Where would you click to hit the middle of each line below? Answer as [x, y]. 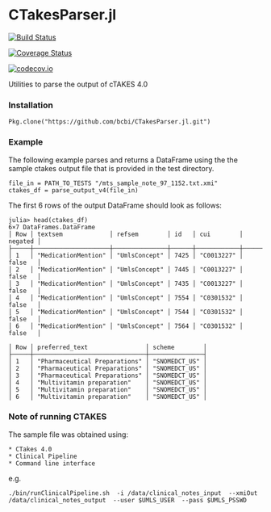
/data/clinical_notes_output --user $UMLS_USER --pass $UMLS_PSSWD [128, 500]
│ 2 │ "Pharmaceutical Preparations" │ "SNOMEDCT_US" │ [108, 368]
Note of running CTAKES [58, 417]
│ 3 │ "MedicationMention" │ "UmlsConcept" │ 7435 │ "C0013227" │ [126, 283]
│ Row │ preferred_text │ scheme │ [108, 347]
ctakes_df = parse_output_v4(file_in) [73, 190]
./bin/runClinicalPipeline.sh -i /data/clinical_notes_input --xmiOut [133, 493]
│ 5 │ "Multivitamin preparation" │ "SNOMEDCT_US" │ [108, 389]
